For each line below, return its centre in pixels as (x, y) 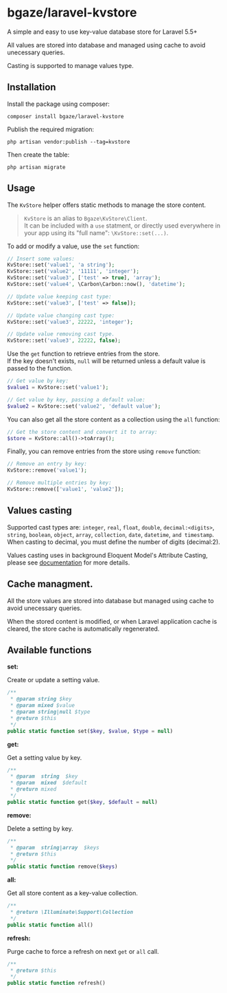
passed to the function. (40, 369)
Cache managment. (50, 584)
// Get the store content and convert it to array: (82, 432)
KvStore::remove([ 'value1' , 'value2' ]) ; (66, 490)
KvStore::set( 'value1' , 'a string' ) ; (61, 265)
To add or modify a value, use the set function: (73, 246)
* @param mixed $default (49, 783)
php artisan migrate (37, 167)
